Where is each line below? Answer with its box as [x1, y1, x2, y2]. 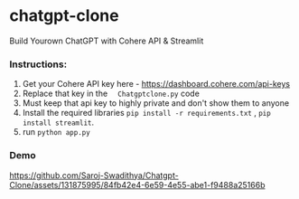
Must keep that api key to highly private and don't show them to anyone [22, 98, 290, 109]
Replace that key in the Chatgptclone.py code [22, 88, 201, 99]
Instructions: [9, 58, 68, 71]
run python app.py [22, 127, 90, 137]
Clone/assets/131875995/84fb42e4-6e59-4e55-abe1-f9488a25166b [9, 179, 266, 190]
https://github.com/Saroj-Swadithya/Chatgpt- [9, 169, 179, 181]
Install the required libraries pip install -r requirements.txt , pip [22, 108, 271, 118]
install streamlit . [22, 117, 95, 128]
